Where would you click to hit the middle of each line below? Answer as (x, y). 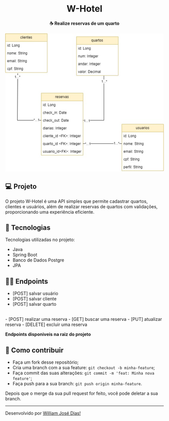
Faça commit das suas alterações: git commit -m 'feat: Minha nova (83, 373)
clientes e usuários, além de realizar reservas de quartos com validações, (81, 206)
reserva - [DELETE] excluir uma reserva (46, 324)
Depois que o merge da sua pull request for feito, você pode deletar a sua (82, 393)
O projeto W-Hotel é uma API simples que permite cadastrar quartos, (77, 201)
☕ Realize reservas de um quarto (84, 23)
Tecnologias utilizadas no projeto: (40, 240)
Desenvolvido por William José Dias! (43, 413)
